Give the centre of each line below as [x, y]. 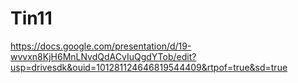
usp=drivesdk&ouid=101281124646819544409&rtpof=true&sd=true [149, 67]
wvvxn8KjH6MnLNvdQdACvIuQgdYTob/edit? [103, 56]
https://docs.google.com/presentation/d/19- [101, 46]
